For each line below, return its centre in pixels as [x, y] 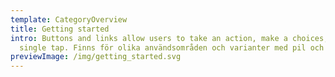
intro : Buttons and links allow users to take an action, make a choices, [169, 38]
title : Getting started [60, 29]
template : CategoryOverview [69, 19]
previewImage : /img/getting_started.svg [96, 57]
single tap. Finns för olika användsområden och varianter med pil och [172, 47]
